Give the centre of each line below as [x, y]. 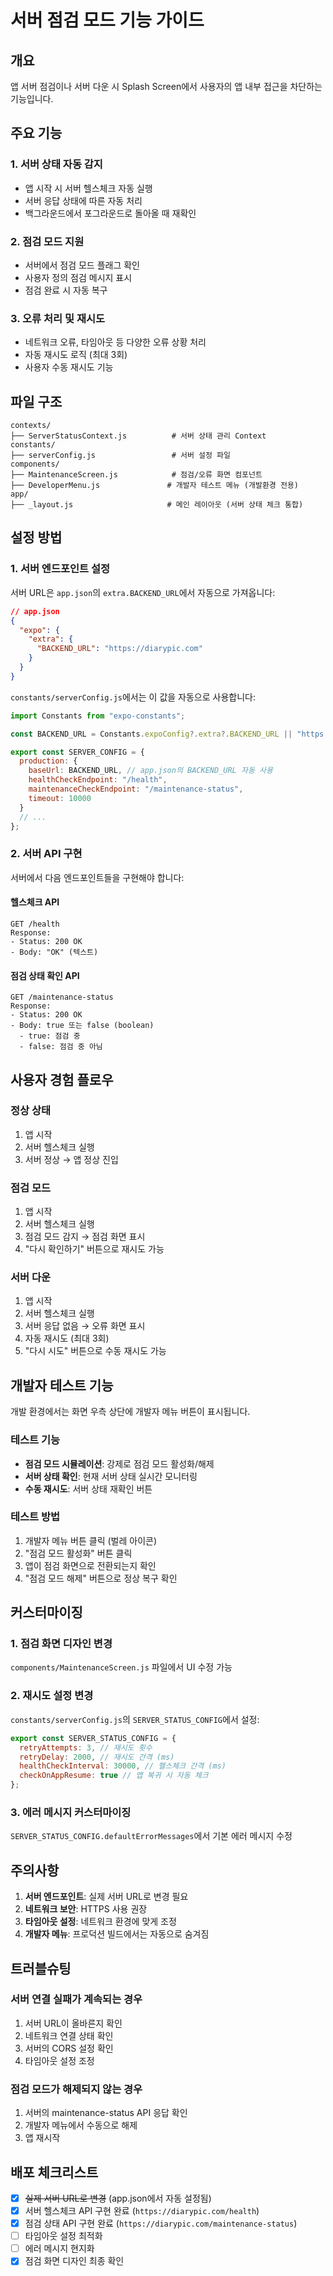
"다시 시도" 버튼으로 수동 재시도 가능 [95, 1351]
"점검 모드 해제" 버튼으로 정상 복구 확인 [101, 1578]
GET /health [35, 924]
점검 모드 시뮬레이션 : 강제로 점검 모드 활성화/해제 [119, 1463]
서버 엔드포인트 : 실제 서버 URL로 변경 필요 [106, 1897]
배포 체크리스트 [54, 2172]
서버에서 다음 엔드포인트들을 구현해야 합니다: [97, 877]
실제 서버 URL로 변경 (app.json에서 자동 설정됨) [118, 2198]
